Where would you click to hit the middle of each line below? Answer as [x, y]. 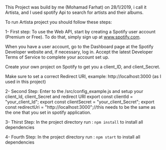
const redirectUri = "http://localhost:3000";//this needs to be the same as [80, 107]
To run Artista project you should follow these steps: [59, 22]
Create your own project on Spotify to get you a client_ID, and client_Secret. [83, 67]
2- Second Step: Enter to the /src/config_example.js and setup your [74, 91]
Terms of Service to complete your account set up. [57, 57]
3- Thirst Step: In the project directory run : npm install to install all [74, 122]
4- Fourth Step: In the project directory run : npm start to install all [73, 137]
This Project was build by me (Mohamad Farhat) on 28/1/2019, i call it [76, 7]
